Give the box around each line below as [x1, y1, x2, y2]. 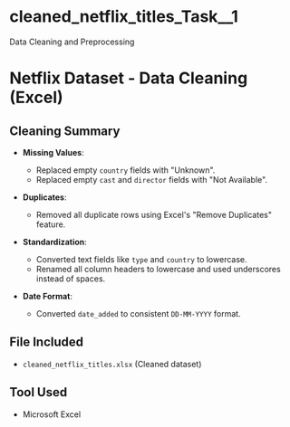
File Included [9, 335, 84, 350]
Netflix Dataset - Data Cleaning [9, 68, 248, 89]
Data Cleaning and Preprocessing [9, 36, 135, 47]
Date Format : [22, 290, 72, 301]
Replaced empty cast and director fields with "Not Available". [35, 174, 268, 185]
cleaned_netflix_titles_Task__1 [9, 6, 238, 27]
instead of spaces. [35, 273, 106, 284]
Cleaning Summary [9, 123, 121, 138]
